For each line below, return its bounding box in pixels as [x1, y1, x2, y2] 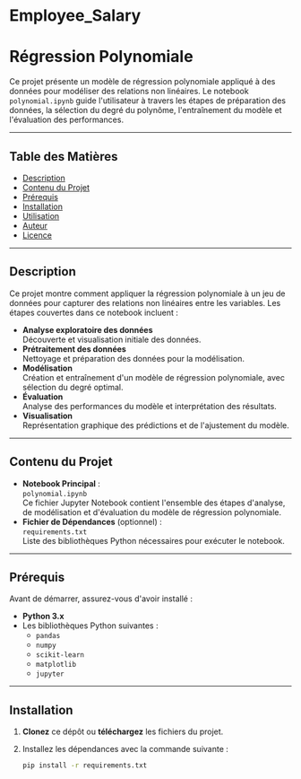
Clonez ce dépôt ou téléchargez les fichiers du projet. [21, 726, 224, 737]
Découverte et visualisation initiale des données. [21, 334, 202, 345]
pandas [35, 632, 61, 641]
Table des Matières [9, 149, 118, 164]
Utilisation [21, 210, 60, 221]
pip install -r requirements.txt [21, 761, 148, 770]
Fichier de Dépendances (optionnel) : [21, 516, 163, 527]
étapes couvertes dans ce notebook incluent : [9, 307, 179, 318]
